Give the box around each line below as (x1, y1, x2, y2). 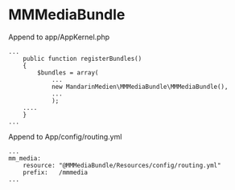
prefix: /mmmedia (23, 168, 89, 176)
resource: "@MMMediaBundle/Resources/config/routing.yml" (23, 161, 221, 169)
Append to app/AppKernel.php (8, 32, 110, 42)
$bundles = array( (37, 68, 99, 77)
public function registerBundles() (23, 55, 142, 63)
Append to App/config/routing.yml (8, 131, 122, 141)
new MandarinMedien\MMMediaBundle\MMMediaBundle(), (51, 83, 229, 91)
